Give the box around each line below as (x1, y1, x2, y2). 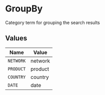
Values (5, 34, 27, 42)
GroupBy (5, 3, 43, 14)
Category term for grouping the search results (5, 19, 100, 25)
